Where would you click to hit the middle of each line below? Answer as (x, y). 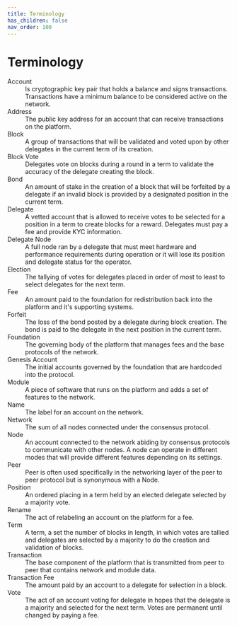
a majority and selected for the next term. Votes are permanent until (124, 608)
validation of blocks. (54, 547)
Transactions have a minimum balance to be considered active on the (126, 97)
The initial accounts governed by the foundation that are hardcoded (123, 367)
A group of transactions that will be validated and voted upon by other (127, 141)
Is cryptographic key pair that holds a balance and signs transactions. (127, 89)
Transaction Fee (31, 578)
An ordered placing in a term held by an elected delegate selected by (126, 495)
